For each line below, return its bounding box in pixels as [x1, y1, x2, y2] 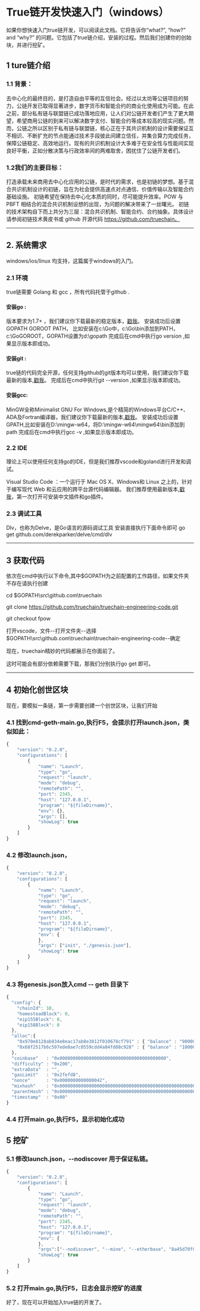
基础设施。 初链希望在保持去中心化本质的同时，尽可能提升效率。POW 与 [6, 192, 183, 200]
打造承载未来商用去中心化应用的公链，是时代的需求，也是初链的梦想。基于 [6, 178, 189, 185]
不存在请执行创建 [6, 580, 48, 587]
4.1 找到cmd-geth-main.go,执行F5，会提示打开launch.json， [6, 718, 183, 726]
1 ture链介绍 [6, 60, 51, 71]
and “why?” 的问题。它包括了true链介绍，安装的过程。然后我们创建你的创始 [6, 33, 192, 41]
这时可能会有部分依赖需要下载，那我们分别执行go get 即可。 [6, 660, 154, 667]
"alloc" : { [11, 1033, 36, 1039]
